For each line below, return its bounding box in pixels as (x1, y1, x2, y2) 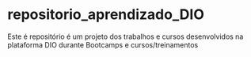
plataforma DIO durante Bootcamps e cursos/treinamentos (7, 40, 199, 49)
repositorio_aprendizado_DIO (7, 6, 205, 24)
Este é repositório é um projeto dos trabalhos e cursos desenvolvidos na (7, 32, 244, 41)
